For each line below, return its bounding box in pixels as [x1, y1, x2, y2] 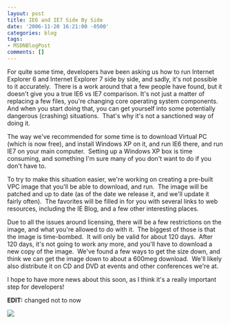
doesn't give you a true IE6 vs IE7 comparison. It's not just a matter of [7, 89, 205, 97]
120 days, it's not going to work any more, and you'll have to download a [7, 240, 213, 248]
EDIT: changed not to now [7, 296, 81, 304]
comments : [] [7, 49, 45, 56]
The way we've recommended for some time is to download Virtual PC [7, 132, 208, 140]
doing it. [7, 119, 31, 127]
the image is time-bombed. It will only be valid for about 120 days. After [7, 232, 213, 240]
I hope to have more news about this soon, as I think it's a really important [7, 275, 217, 283]
